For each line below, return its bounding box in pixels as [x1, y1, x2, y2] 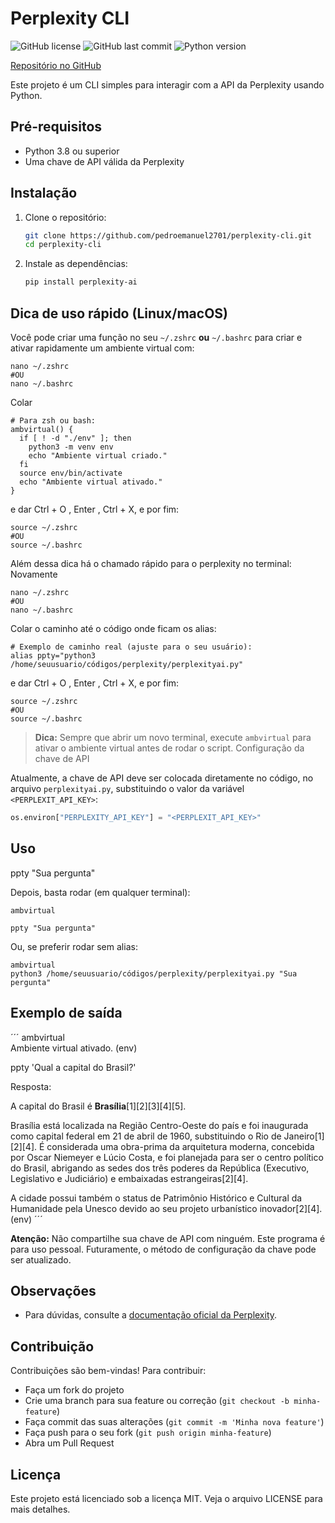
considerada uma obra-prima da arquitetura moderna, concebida [46, 1140, 315, 1152]
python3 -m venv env [28, 442, 114, 452]
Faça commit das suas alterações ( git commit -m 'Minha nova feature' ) [24, 1416, 325, 1428]
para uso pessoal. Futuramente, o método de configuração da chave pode [10, 1243, 317, 1255]
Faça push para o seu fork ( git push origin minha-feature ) [24, 1427, 272, 1439]
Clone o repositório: [24, 211, 107, 223]
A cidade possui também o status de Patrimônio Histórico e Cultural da [10, 1192, 303, 1204]
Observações [10, 1282, 97, 1299]
